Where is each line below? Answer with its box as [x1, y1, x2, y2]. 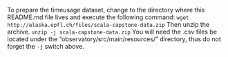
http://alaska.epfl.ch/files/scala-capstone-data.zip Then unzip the [7, 21, 209, 28]
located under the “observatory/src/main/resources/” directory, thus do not [7, 35, 221, 43]
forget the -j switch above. [7, 43, 84, 50]
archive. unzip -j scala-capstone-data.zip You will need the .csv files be [7, 27, 218, 36]
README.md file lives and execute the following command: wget [7, 13, 189, 21]
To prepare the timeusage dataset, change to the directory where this [7, 6, 205, 14]
